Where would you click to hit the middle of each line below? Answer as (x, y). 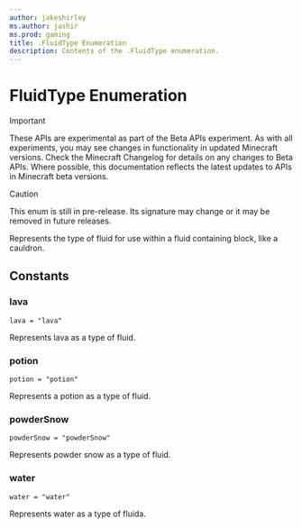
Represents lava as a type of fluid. (73, 337)
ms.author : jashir (44, 26)
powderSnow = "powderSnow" (60, 438)
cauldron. (27, 248)
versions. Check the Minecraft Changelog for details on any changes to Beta (151, 158)
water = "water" (40, 496)
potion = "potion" (44, 379)
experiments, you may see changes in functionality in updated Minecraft (143, 148)
